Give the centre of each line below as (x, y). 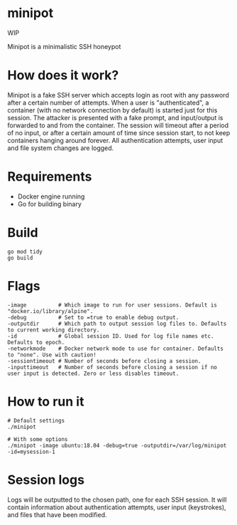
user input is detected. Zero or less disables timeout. (93, 373)
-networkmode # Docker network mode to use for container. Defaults (115, 349)
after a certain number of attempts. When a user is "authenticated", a (108, 102)
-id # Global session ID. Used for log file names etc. (111, 336)
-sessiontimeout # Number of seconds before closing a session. (104, 361)
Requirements (50, 177)
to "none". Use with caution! (52, 355)
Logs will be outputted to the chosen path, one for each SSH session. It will (117, 499)
